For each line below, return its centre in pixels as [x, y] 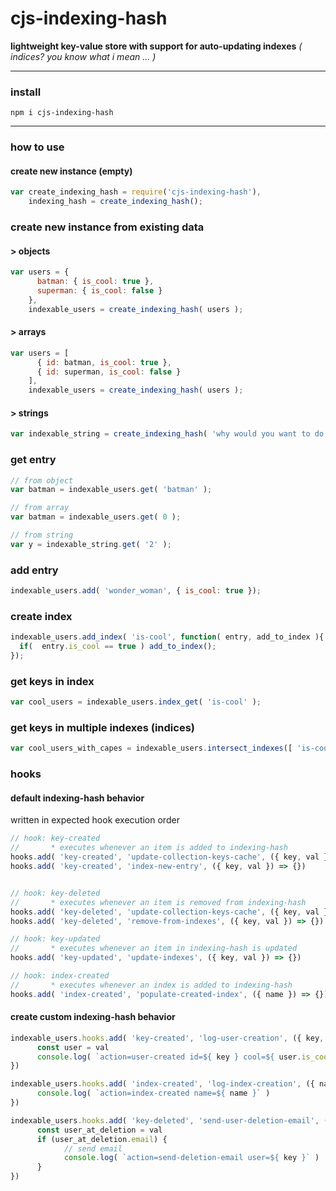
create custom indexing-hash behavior [93, 1017]
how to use [37, 147]
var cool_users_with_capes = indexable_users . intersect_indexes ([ [151, 748]
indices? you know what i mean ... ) [83, 56]
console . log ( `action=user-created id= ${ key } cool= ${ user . [169, 1057]
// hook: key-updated [55, 939]
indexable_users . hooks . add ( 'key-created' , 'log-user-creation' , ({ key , [167, 1038]
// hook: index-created [60, 976]
